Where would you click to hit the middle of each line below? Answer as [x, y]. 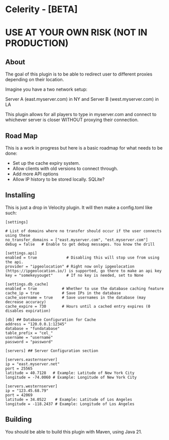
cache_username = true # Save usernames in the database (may [75, 298]
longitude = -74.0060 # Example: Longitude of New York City [71, 377]
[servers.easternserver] [31, 359]
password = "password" [29, 342]
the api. [14, 262]
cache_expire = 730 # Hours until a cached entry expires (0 [78, 306]
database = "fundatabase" [32, 328]
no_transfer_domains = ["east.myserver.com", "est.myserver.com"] [77, 240]
